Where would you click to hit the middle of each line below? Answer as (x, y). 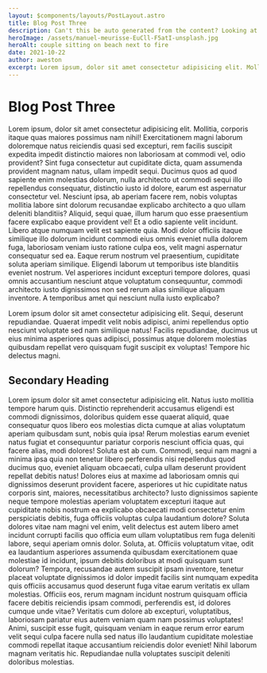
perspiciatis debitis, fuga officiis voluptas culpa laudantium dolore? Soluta (129, 518)
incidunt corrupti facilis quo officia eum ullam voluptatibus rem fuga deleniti (132, 535)
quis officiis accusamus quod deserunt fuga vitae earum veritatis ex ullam (129, 585)
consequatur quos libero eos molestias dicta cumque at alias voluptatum (127, 425)
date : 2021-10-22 (37, 53)
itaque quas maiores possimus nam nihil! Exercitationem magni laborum (126, 137)
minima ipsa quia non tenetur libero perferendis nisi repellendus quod (122, 459)
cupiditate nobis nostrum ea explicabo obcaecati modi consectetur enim (126, 509)
